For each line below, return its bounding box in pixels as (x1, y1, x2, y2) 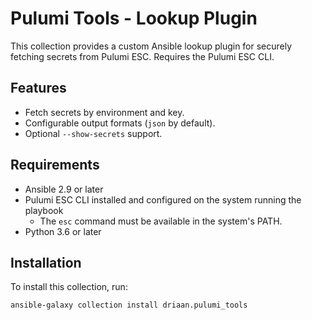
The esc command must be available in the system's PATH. (39, 215, 283, 227)
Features (10, 80, 67, 97)
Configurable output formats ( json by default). (24, 117, 216, 129)
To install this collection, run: (10, 281, 128, 293)
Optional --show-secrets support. (24, 127, 163, 139)
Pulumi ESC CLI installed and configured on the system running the (24, 193, 302, 206)
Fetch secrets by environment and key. (24, 106, 185, 118)
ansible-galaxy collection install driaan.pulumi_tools (10, 300, 248, 311)
